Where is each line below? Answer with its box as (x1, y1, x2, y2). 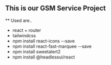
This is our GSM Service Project (5, 4, 106, 13)
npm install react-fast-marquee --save (12, 43, 91, 49)
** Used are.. (5, 17, 32, 23)
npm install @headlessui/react (12, 54, 75, 60)
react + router (12, 27, 41, 33)
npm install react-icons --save (12, 38, 75, 44)
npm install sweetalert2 (12, 48, 61, 54)
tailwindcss (12, 32, 36, 38)
